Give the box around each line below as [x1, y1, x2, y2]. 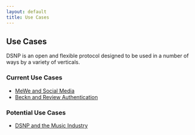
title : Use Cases [6, 14, 50, 20]
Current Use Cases [6, 73, 63, 82]
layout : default [6, 8, 47, 15]
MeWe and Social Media [14, 87, 75, 94]
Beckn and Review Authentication [14, 93, 98, 100]
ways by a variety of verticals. [6, 59, 81, 66]
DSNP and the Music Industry [14, 122, 88, 129]
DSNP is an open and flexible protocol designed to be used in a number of [6, 52, 189, 60]
